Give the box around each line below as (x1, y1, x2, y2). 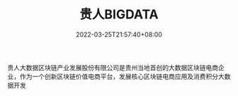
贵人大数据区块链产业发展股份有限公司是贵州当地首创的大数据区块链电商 (7, 63, 218, 71)
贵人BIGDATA (79, 6, 159, 23)
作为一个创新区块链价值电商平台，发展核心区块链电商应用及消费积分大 (19, 72, 225, 80)
